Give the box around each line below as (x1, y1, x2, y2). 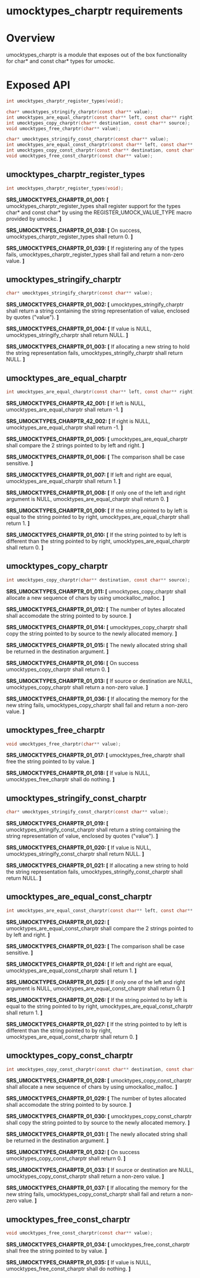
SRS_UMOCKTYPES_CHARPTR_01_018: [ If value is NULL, (6, 769, 151, 776)
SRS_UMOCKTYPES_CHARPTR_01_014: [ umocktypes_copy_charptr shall (6, 623, 187, 630)
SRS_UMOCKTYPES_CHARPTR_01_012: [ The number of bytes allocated (6, 605, 186, 612)
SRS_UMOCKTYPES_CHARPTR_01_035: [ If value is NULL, (6, 1259, 151, 1266)
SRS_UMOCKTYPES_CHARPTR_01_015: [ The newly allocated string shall (6, 641, 187, 648)
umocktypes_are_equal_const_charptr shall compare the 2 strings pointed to (6, 924, 193, 932)
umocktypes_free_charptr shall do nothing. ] (6, 776, 115, 783)
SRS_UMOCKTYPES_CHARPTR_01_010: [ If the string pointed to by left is (6, 531, 187, 538)
